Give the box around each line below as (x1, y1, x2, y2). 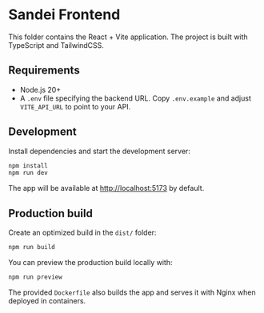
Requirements (8, 64, 80, 77)
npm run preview (8, 273, 62, 281)
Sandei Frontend (8, 6, 121, 24)
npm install (8, 161, 48, 169)
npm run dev (8, 169, 48, 177)
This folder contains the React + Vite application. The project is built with (8, 32, 248, 42)
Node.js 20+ (19, 85, 62, 94)
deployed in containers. (8, 295, 86, 305)
